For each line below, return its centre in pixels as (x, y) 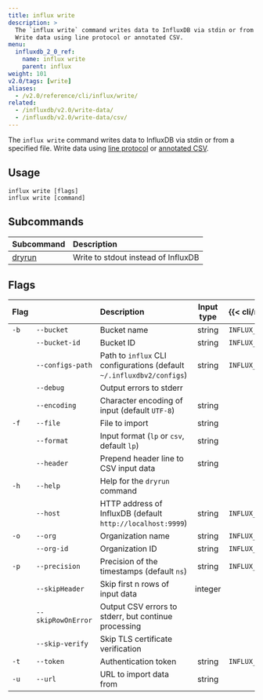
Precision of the (129, 562)
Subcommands (46, 222)
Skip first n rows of (135, 584)
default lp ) (119, 446)
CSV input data (128, 468)
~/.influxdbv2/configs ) (144, 375)
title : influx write (42, 15)
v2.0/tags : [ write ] (40, 81)
